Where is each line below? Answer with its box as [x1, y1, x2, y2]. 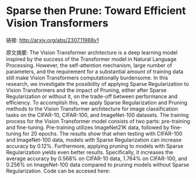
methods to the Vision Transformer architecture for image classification [6, 105, 178, 112]
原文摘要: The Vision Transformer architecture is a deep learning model [6, 49, 178, 56]
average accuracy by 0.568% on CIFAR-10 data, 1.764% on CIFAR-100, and [6, 155, 187, 162]
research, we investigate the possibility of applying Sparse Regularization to [6, 80, 189, 87]
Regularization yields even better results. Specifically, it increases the [6, 148, 174, 155]
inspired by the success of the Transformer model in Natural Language [6, 56, 177, 63]
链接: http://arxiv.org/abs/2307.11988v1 [6, 36, 99, 43]
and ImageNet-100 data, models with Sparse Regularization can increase [6, 136, 182, 143]
